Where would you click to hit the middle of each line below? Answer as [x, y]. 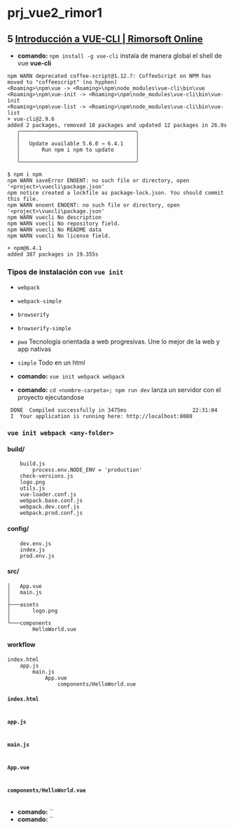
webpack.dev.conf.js [50, 507]
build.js [33, 464]
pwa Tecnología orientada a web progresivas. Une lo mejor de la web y [118, 341]
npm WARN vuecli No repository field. [64, 223]
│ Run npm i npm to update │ [78, 150]
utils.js [33, 489]
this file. [23, 199]
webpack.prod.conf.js [51, 513]
